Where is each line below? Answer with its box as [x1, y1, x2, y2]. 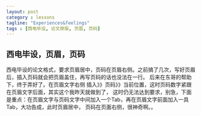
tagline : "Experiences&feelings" [6, 20, 90, 26]
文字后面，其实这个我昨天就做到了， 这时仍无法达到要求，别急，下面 [22, 88, 192, 96]
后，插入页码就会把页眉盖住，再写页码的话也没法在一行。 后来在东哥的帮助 [6, 74, 192, 81]
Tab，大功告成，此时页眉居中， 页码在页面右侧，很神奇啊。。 [6, 103, 157, 111]
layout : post [6, 8, 39, 15]
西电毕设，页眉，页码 [6, 49, 85, 59]
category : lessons [6, 14, 55, 20]
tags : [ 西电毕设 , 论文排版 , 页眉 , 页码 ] [6, 25, 101, 32]
